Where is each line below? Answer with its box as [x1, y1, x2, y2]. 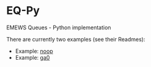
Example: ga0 [15, 54, 50, 61]
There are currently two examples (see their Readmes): [6, 35, 145, 43]
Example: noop [15, 47, 53, 55]
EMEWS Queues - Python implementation [6, 24, 111, 31]
